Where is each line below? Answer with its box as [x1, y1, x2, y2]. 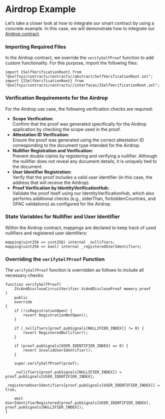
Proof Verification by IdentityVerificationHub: [12, 184, 109, 191]
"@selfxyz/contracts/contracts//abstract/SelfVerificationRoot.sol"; [5, 74, 153, 79]
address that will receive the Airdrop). [12, 179, 90, 185]
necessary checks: [5, 272, 44, 279]
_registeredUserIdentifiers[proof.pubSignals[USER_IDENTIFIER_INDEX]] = [5, 383, 160, 388]
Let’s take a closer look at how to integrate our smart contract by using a [5, 20, 154, 26]
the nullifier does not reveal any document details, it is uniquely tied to [12, 158, 157, 164]
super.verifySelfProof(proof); [14, 361, 79, 366]
